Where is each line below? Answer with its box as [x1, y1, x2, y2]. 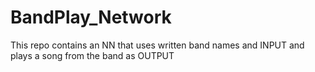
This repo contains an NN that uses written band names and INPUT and [10, 39, 305, 51]
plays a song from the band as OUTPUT [10, 49, 175, 61]
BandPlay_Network [10, 6, 172, 29]
